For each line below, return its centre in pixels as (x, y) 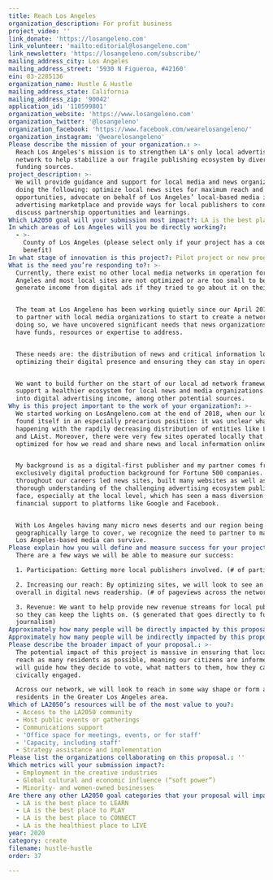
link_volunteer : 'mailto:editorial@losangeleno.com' (100, 46)
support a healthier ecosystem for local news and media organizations (140, 391)
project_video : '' (39, 31)
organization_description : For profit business (91, 24)
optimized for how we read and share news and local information (129, 444)
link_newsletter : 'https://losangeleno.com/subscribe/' (105, 54)
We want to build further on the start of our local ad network (127, 384)
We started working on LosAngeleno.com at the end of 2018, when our (136, 414)
